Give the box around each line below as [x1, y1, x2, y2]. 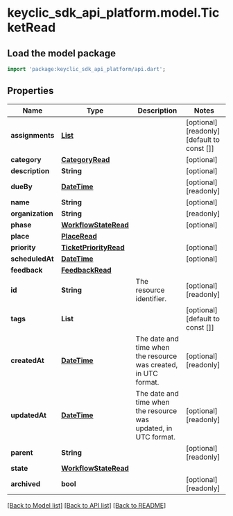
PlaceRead [61, 231, 97, 241]
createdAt [10, 355, 45, 365]
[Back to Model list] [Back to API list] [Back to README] [7, 501, 166, 509]
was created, [135, 360, 178, 369]
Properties [7, 85, 54, 97]
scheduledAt [10, 254, 54, 264]
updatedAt [10, 410, 47, 420]
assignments [10, 130, 55, 140]
